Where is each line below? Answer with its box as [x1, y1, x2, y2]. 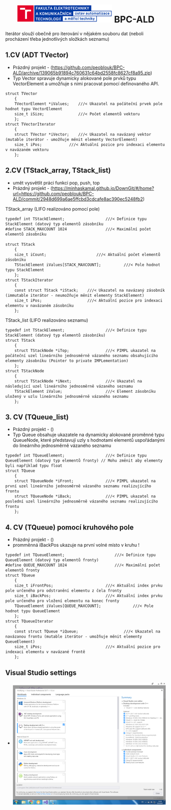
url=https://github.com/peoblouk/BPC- [12, 190, 94, 196]
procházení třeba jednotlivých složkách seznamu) [5, 36, 109, 42]
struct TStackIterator [5, 277, 53, 283]
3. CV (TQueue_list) [5, 413, 69, 421]
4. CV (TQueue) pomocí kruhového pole [5, 523, 134, 531]
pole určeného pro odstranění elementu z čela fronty [5, 588, 122, 593]
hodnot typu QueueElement [5, 609, 60, 614]
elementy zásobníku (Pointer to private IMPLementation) [5, 358, 129, 363]
